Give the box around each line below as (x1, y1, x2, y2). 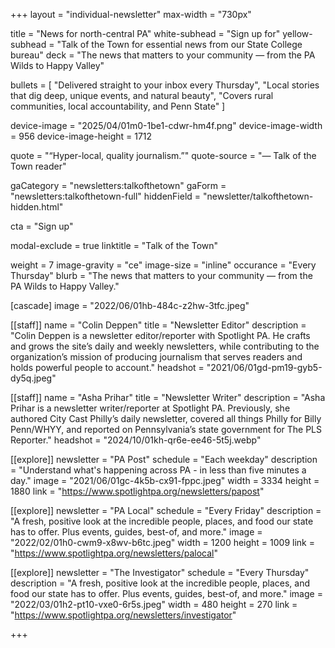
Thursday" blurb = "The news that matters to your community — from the (10, 270, 313, 281)
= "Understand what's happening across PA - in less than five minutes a (10, 464, 307, 476)
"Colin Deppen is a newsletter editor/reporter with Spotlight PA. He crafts (10, 330, 311, 341)
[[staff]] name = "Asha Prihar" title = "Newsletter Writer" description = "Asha (10, 392, 326, 403)
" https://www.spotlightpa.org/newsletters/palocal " (10, 547, 218, 559)
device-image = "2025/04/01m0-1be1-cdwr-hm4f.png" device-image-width (10, 120, 323, 131)
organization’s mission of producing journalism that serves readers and (10, 351, 303, 363)
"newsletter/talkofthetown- (202, 190, 314, 202)
